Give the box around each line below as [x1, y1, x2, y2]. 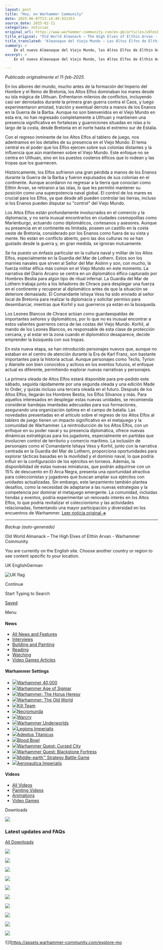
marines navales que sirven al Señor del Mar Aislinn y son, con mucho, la [5, 260, 151, 266]
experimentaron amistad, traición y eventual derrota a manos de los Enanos [5, 104, 156, 110]
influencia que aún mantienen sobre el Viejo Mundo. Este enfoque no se [5, 150, 149, 156]
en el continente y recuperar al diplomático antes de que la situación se [5, 286, 148, 292]
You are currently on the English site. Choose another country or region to [5, 548, 153, 554]
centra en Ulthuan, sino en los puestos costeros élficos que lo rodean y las [5, 155, 154, 161]
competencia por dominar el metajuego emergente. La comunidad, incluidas [5, 489, 158, 495]
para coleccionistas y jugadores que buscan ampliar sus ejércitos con [5, 474, 145, 480]
